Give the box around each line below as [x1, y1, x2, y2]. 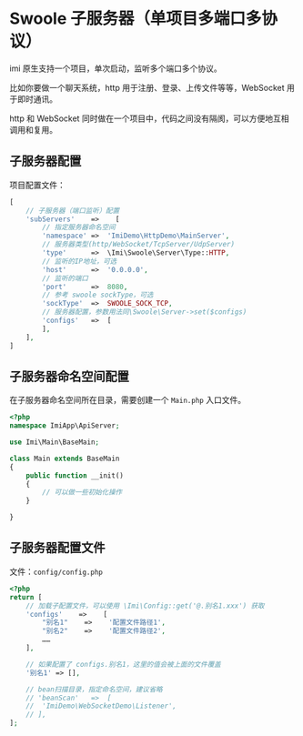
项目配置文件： [9, 179, 66, 190]
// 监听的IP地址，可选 [42, 257, 117, 266]
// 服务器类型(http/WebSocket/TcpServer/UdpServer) [42, 240, 235, 249]
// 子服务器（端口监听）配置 [25, 206, 120, 215]
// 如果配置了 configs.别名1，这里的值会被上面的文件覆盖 [25, 660, 221, 669]
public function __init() [25, 470, 125, 480]
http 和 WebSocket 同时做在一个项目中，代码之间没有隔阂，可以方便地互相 [9, 113, 289, 124]
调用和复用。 [9, 124, 57, 135]
